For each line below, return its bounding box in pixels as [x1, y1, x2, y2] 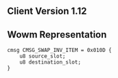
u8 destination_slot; [19, 59, 81, 66]
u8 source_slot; [19, 53, 67, 60]
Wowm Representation [7, 29, 107, 40]
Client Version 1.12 [7, 5, 87, 17]
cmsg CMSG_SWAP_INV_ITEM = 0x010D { [7, 47, 112, 54]
